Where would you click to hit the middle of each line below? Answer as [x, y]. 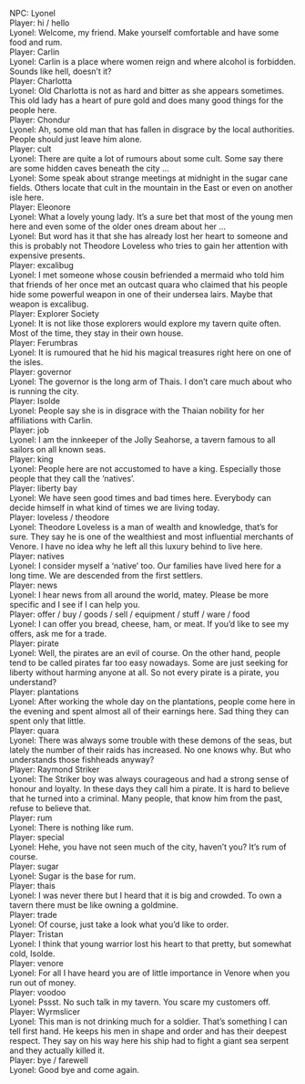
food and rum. [36, 42]
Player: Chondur [40, 120]
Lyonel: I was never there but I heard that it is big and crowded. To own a [146, 895]
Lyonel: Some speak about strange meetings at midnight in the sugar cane [149, 178]
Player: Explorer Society [55, 313]
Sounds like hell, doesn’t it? [61, 71]
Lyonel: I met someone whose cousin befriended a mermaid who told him [147, 275]
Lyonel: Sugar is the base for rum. [73, 876]
